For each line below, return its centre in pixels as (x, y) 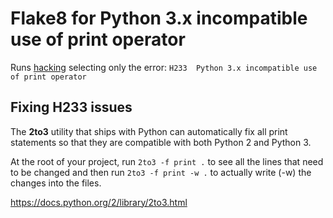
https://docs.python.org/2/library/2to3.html (99, 202)
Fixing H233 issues (71, 107)
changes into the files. (56, 183)
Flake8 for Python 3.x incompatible (159, 18)
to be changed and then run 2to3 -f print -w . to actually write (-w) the (161, 172)
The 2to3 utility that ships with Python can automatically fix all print (149, 131)
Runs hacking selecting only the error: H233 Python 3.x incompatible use (164, 67)
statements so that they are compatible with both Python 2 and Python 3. (161, 142)
